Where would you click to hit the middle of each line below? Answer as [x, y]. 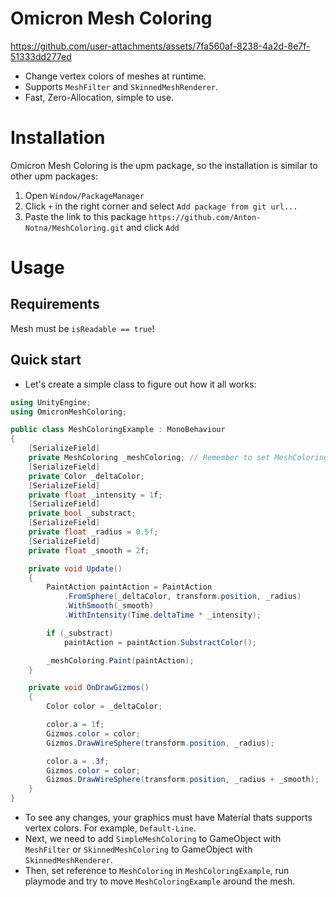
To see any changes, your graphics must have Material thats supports [168, 818]
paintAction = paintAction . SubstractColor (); [160, 642]
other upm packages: [54, 176]
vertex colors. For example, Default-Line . [110, 828]
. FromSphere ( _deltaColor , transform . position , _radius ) [182, 597]
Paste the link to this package [85, 216]
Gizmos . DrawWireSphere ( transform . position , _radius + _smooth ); [183, 780]
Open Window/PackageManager [84, 195]
